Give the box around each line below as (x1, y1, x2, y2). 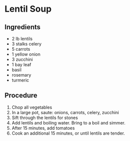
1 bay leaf (11, 62, 31, 67)
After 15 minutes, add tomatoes (11, 125, 75, 131)
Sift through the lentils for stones (11, 115, 78, 121)
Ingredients (4, 23, 41, 31)
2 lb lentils (11, 36, 33, 41)
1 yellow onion (11, 51, 41, 57)
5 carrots (11, 46, 30, 52)
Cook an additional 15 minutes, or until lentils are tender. (11, 130, 125, 136)
